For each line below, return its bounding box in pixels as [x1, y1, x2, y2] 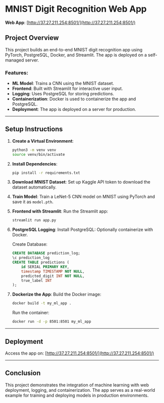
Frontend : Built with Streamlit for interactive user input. [12, 85, 123, 91]
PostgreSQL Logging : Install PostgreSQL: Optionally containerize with [12, 227, 153, 233]
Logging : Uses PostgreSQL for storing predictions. [12, 91, 115, 97]
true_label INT [21, 278, 52, 283]
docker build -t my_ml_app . [12, 301, 72, 306]
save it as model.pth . [12, 199, 54, 205]
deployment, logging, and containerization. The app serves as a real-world [5, 387, 155, 393]
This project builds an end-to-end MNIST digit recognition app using [5, 46, 143, 52]
